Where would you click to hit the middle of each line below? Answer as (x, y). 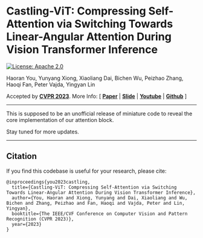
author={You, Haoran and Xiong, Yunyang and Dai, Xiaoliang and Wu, (100, 198)
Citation (22, 156)
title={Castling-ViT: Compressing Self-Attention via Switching (94, 187)
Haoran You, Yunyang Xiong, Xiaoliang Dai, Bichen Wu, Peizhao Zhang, (95, 78)
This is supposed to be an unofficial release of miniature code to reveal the (99, 114)
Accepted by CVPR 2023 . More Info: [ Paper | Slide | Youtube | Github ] (97, 96)
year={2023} (27, 224)
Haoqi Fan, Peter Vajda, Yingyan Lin (51, 84)
